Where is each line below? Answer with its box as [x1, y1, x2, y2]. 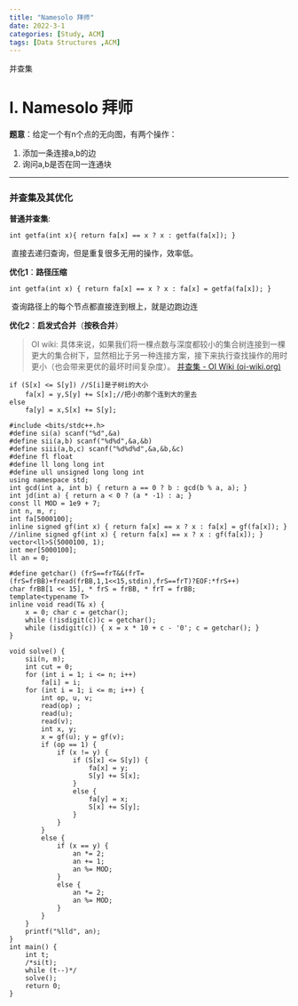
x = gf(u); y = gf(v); [41, 733, 125, 742]
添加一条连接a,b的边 [21, 148, 97, 158]
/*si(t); [25, 958, 58, 968]
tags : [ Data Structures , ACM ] [9, 37, 122, 47]
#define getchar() [9, 569, 77, 578]
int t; [25, 951, 50, 960]
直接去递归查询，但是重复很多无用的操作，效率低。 [11, 248, 198, 259]
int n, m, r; [9, 507, 58, 516]
